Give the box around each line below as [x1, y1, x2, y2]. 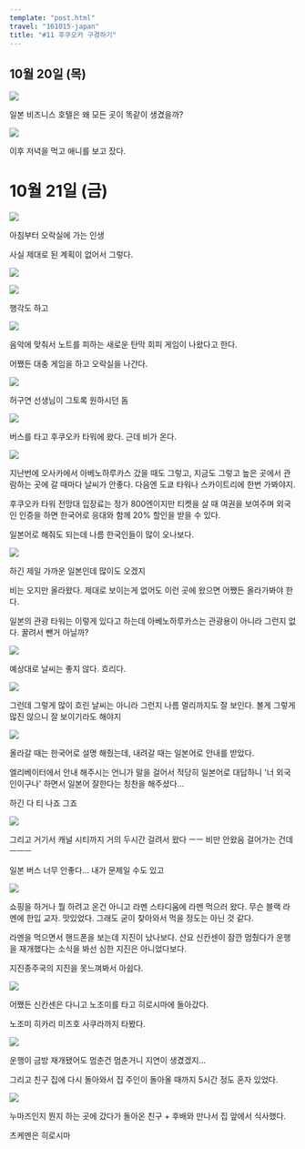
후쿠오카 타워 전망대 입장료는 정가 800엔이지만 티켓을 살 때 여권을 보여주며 [9, 498, 275, 510]
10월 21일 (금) [9, 181, 108, 201]
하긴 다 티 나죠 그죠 [9, 798, 77, 808]
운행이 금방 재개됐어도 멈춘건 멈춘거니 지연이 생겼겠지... [9, 1055, 207, 1066]
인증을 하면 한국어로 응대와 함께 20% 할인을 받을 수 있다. [18, 510, 221, 521]
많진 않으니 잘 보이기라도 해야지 [9, 711, 122, 722]
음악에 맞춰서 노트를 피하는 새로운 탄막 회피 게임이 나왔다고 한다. [9, 339, 239, 351]
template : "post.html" [9, 13, 96, 23]
